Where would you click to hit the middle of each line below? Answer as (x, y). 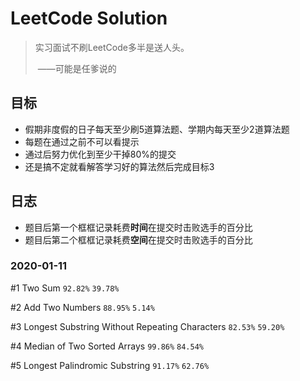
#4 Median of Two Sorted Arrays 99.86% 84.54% (107, 346)
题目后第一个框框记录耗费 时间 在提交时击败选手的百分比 (138, 227)
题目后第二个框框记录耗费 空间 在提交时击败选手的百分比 (138, 239)
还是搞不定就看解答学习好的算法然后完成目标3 (119, 166)
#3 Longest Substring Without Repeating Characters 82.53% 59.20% (147, 326)
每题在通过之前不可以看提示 (82, 141)
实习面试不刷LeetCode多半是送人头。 (112, 47)
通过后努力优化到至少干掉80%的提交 (100, 154)
